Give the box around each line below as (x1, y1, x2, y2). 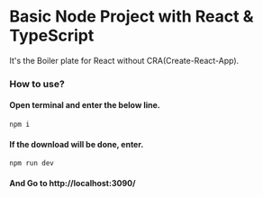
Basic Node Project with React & (9, 6, 254, 27)
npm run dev (9, 159, 54, 168)
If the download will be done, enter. (9, 139, 144, 149)
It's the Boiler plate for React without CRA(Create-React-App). (9, 55, 240, 66)
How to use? (9, 77, 65, 90)
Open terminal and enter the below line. (9, 100, 160, 111)
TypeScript (9, 25, 95, 46)
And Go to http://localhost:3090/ (9, 177, 136, 188)
